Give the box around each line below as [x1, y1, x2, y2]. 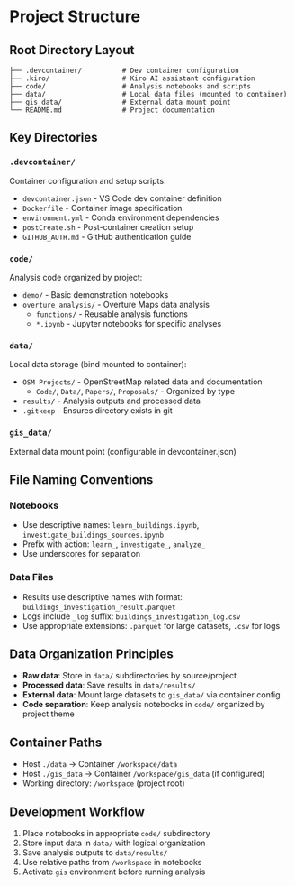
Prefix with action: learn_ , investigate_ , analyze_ [22, 539, 206, 549]
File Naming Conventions [9, 472, 154, 487]
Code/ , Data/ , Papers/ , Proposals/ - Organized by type [35, 386, 236, 397]
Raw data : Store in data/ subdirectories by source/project [22, 670, 237, 681]
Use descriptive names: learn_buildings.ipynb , [22, 520, 200, 531]
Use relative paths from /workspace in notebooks [22, 857, 202, 867]
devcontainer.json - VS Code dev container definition [22, 192, 222, 204]
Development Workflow [9, 804, 146, 819]
